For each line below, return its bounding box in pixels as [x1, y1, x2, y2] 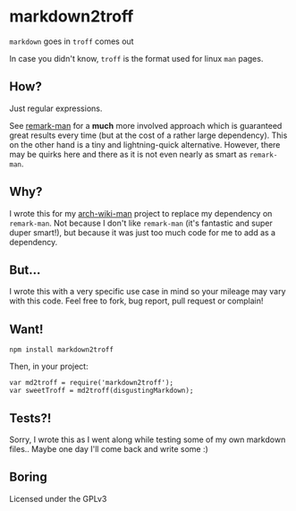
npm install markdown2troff [9, 345, 114, 354]
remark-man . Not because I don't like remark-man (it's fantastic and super [9, 217, 273, 228]
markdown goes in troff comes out [9, 36, 134, 47]
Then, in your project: [9, 361, 89, 372]
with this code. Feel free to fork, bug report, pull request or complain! [9, 295, 264, 306]
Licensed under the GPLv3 [9, 493, 107, 504]
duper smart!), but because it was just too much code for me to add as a [9, 226, 275, 238]
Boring [9, 470, 47, 485]
